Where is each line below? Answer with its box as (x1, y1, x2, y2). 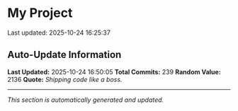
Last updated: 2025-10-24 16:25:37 (7, 28, 111, 37)
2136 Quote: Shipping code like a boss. (7, 75, 123, 83)
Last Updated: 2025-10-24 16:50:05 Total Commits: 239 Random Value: (7, 67, 221, 76)
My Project (7, 5, 73, 21)
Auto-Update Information (7, 49, 122, 61)
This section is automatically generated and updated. (7, 95, 164, 104)
